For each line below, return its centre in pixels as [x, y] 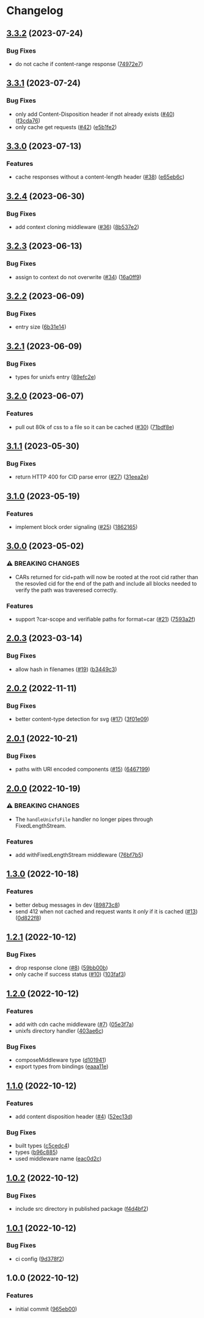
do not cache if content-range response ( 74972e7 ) [79, 64]
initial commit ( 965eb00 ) [46, 1309]
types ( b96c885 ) [36, 1152]
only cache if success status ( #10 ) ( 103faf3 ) [71, 975]
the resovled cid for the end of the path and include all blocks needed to [106, 583]
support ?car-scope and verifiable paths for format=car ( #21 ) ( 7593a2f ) [105, 620]
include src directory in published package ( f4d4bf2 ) [82, 1209]
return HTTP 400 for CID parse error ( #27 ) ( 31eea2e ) [82, 477]
